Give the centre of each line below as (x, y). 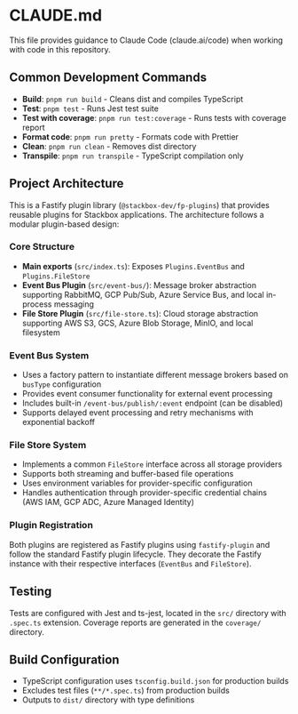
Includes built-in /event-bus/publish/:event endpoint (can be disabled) (153, 403)
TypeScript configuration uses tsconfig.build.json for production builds (155, 681)
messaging (74, 304)
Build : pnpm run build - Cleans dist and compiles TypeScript (133, 99)
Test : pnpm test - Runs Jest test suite (90, 108)
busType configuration (62, 384)
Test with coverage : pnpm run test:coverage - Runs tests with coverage (154, 117)
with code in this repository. (60, 49)
